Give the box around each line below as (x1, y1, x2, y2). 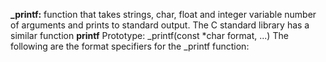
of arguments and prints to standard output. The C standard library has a (10, 19, 310, 31)
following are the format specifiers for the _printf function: (10, 40, 250, 52)
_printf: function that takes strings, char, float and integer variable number (10, 9, 317, 20)
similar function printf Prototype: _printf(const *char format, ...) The (10, 30, 289, 41)
